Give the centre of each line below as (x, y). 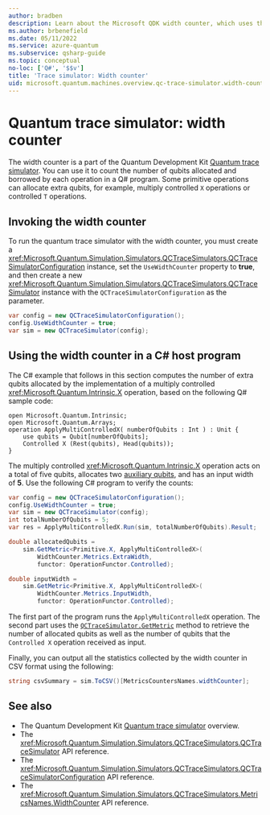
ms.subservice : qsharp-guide (57, 53)
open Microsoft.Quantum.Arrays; (62, 422)
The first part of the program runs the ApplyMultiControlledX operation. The (134, 617)
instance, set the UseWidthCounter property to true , (171, 267)
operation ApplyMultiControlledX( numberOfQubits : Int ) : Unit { (124, 430)
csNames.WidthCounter (60, 802)
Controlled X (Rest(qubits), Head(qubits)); (98, 443)
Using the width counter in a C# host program (125, 356)
